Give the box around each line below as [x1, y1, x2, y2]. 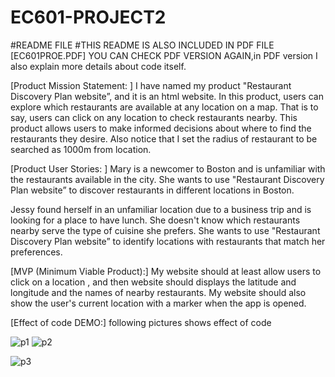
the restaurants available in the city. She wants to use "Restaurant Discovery [10, 173, 325, 185]
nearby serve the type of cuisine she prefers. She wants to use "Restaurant [10, 224, 321, 236]
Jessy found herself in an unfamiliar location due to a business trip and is [10, 203, 312, 215]
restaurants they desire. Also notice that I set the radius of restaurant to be [10, 132, 318, 145]
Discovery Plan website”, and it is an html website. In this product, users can [10, 90, 324, 102]
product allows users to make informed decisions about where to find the [10, 122, 312, 134]
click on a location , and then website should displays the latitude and [10, 276, 297, 288]
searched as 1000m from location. [10, 143, 152, 155]
